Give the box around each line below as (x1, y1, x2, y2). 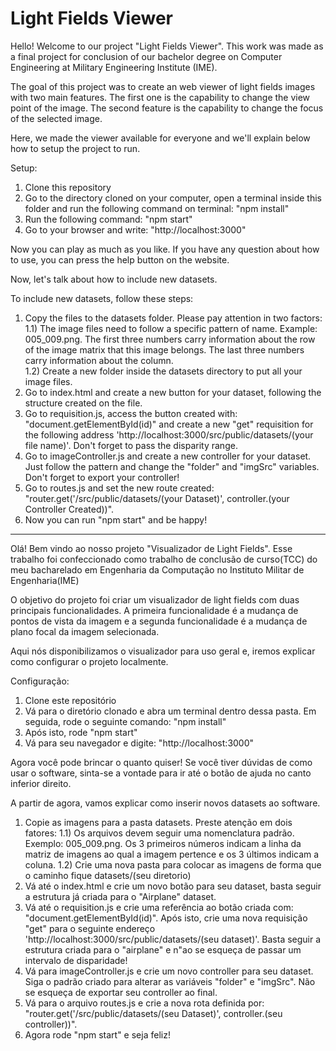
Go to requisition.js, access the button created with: (24, 407, 238, 419)
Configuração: (10, 675, 70, 687)
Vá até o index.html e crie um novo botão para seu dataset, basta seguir (24, 880, 322, 892)
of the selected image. (10, 112, 103, 124)
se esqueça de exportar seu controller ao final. (24, 986, 218, 998)
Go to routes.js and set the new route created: (24, 482, 215, 494)
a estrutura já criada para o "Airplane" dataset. (24, 890, 217, 902)
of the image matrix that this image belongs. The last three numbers (24, 343, 305, 356)
